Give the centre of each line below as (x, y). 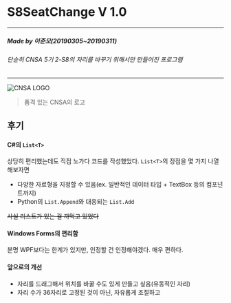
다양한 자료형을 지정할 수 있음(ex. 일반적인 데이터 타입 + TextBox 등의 (111, 185)
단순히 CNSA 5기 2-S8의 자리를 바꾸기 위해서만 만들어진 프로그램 (95, 59)
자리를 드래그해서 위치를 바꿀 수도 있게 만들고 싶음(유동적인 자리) (104, 284)
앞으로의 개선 (25, 267)
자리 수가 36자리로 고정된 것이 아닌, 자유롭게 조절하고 (89, 292)
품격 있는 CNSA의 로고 (55, 102)
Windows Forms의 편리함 (43, 233)
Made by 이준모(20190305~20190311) (62, 41)
